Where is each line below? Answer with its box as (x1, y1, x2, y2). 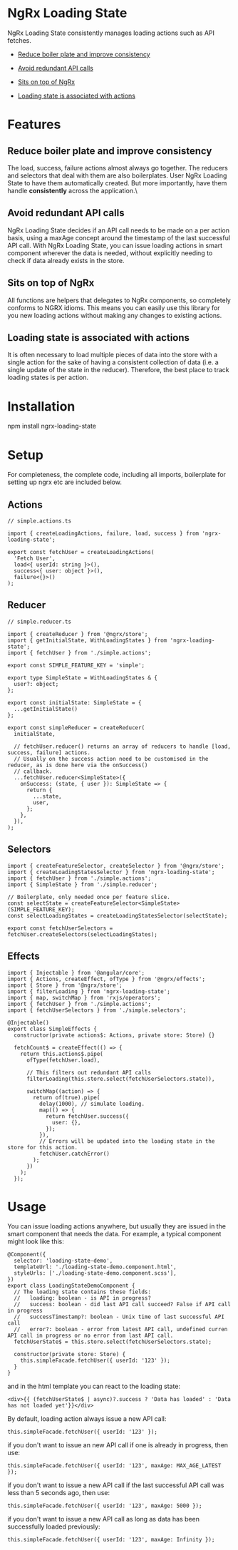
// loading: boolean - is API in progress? (14, 1295, 152, 1302)
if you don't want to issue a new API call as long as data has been (7, 1515, 200, 1524)
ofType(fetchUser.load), (26, 1057, 100, 1064)
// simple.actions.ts (7, 518, 72, 525)
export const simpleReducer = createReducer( (7, 724, 145, 732)
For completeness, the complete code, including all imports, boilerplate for (7, 471, 227, 479)
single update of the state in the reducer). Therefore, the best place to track (7, 366, 229, 374)
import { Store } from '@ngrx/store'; (7, 982, 123, 989)
